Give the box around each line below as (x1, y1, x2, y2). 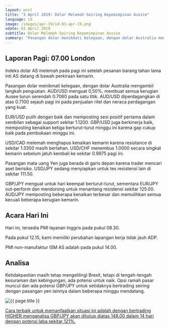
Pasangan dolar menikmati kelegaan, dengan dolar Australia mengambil (5, 83, 154, 89)
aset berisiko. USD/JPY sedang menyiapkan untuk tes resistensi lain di (5, 165, 151, 171)
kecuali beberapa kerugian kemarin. (5, 196, 79, 203)
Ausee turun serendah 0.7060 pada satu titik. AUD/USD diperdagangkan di (5, 93, 160, 99)
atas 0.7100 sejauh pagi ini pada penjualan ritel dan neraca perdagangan (5, 99, 156, 105)
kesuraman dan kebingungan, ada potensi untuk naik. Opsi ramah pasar (5, 278, 154, 284)
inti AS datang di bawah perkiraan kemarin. (5, 73, 95, 79)
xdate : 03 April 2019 (5, 26, 51, 31)
